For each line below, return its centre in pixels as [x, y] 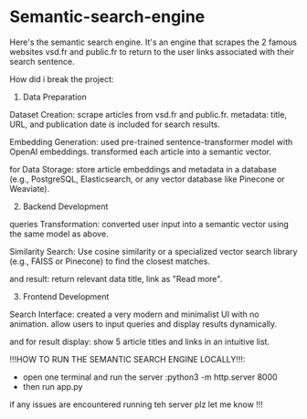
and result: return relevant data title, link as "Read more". [116, 278]
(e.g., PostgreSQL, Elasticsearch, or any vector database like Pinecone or [147, 179]
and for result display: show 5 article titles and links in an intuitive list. [140, 341]
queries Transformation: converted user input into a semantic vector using [149, 224]
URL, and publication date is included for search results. [115, 124]
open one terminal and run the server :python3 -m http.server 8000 [150, 377]
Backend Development [65, 206]
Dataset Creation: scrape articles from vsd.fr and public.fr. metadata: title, [148, 114]
